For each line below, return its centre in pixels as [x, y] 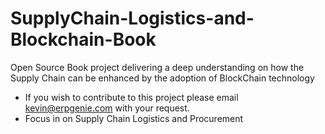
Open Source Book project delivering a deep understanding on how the [157, 67]
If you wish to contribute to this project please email [131, 97]
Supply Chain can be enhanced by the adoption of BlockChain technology [162, 78]
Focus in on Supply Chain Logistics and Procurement [134, 118]
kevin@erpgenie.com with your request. [107, 108]
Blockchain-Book [83, 39]
